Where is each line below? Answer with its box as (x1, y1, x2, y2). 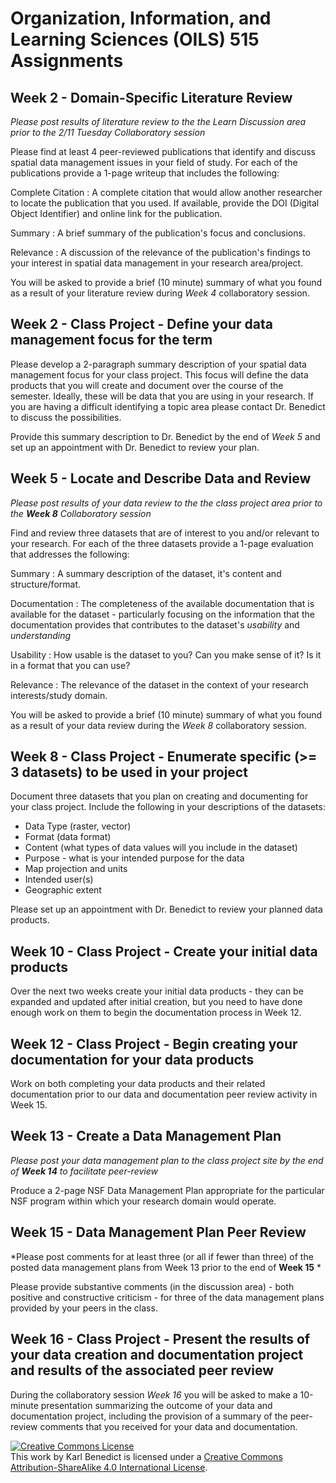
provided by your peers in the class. (10, 1302, 158, 1314)
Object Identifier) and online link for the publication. (10, 208, 223, 219)
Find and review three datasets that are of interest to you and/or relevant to (10, 527, 320, 539)
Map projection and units (24, 863, 128, 875)
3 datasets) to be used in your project (10, 764, 248, 781)
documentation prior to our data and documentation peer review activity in (10, 1088, 318, 1101)
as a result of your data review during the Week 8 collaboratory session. (10, 719, 307, 731)
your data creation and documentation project (10, 1347, 304, 1364)
